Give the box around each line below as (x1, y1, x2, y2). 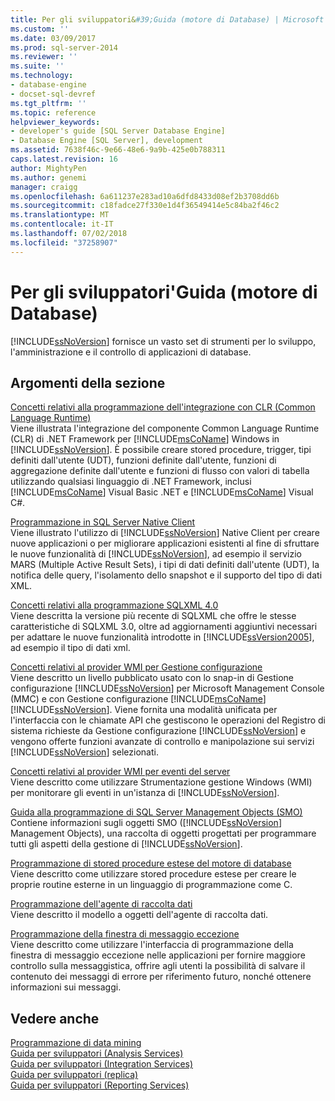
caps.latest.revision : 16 (10, 154, 118, 164)
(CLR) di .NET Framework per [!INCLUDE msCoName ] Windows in (10, 433, 280, 445)
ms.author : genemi (10, 172, 87, 183)
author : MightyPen (10, 163, 87, 173)
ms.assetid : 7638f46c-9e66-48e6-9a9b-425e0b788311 (10, 145, 226, 155)
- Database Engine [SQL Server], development (10, 136, 203, 146)
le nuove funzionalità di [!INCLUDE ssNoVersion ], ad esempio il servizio (10, 548, 302, 560)
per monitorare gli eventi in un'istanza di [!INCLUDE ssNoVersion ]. (10, 787, 280, 799)
